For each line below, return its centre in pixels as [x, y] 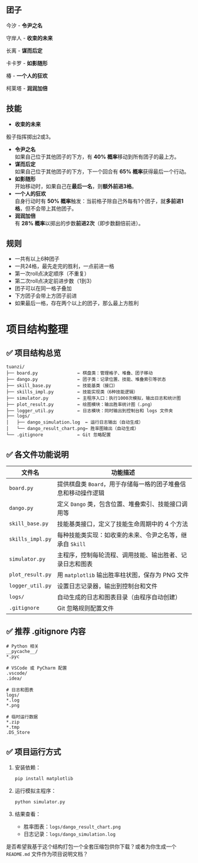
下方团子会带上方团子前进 [46, 296]
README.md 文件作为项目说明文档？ [47, 854]
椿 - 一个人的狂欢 [27, 76]
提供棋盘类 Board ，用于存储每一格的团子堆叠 [118, 484]
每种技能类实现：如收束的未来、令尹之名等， [119, 535]
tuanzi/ [16, 367]
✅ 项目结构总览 [34, 353]
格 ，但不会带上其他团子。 [46, 208]
